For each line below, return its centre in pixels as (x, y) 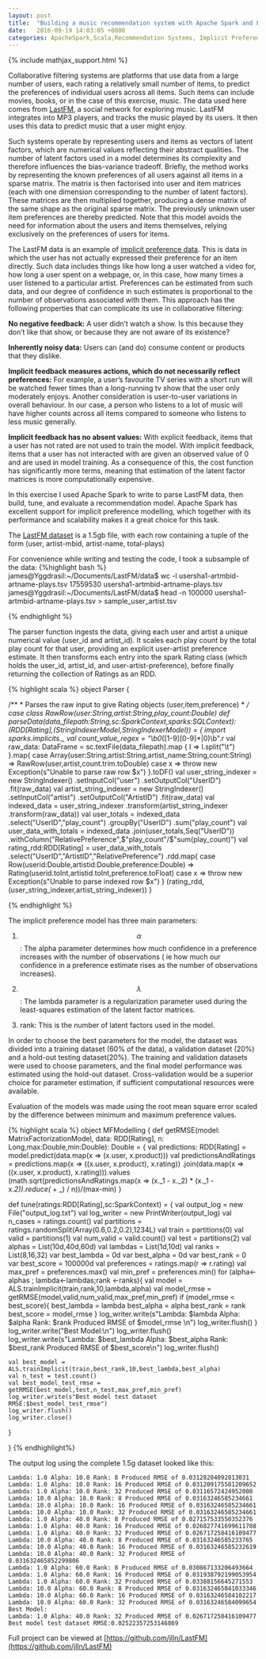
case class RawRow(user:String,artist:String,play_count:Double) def (119, 713)
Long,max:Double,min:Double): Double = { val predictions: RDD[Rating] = (127, 1147)
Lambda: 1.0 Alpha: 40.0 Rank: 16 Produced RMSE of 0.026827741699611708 (133, 1527)
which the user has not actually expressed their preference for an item (123, 258)
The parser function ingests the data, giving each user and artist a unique (128, 632)
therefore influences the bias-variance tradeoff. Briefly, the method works (129, 166)
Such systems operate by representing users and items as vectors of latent (131, 141)
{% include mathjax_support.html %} (68, 60)
